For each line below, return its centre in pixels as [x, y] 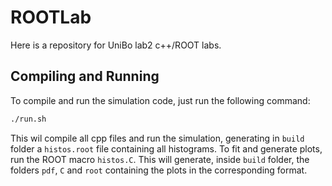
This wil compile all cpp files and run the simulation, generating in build [157, 138]
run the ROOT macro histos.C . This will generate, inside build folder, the [160, 159]
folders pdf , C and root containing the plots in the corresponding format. [159, 170]
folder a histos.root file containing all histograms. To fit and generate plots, [166, 148]
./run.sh [28, 119]
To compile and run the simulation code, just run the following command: [160, 100]
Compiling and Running [85, 76]
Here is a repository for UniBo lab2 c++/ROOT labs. [116, 45]
